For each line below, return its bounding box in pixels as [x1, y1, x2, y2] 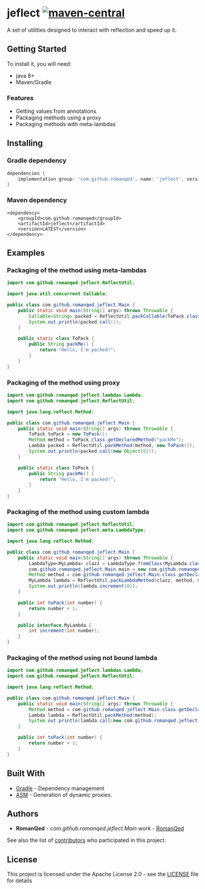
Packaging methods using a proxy [15, 114, 102, 121]
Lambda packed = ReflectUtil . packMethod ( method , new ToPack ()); [29, 443, 195, 449]
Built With [7, 768, 45, 779]
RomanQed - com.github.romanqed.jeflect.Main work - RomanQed [15, 825, 184, 832]
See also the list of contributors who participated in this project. [7, 837, 167, 844]
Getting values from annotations [15, 107, 97, 115]
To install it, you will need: [7, 60, 72, 67]
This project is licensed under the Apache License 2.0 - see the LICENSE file [7, 871, 199, 878]
